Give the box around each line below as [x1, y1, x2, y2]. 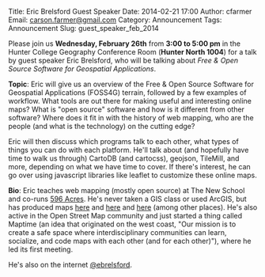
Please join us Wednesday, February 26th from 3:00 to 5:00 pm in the [8, 39, 241, 48]
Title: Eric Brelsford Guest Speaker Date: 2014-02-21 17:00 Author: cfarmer [8, 7, 252, 16]
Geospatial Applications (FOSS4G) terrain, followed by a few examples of [8, 88, 247, 97]
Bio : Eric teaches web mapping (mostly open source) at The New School [8, 186, 245, 195]
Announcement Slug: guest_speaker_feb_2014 [8, 24, 160, 32]
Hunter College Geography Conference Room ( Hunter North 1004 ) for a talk [8, 47, 257, 56]
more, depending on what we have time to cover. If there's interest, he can [8, 162, 251, 171]
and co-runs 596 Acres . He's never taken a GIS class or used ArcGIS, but [8, 194, 247, 203]
